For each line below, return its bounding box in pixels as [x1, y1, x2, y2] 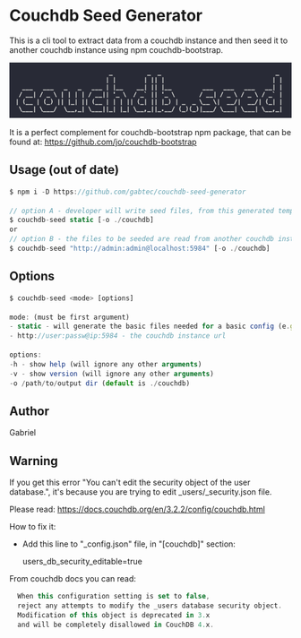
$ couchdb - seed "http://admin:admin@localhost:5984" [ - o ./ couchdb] [9, 244, 271, 254]
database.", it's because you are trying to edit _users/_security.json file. [9, 487, 272, 497]
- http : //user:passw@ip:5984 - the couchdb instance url [9, 332, 227, 341]
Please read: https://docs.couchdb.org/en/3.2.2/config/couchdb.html [9, 504, 266, 515]
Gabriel [9, 427, 37, 438]
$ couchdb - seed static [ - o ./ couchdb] [9, 216, 154, 225]
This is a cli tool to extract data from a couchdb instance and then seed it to [9, 35, 288, 46]
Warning [9, 453, 58, 469]
